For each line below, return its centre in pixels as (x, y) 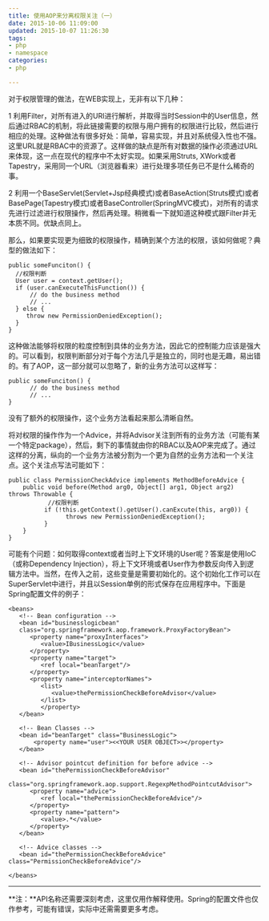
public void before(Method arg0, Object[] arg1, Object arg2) (128, 487)
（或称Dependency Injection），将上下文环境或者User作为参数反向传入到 (128, 564)
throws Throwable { (41, 494)
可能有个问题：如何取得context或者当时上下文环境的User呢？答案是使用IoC (132, 553)
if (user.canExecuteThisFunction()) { (80, 288)
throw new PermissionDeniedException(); (94, 316)
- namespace (28, 53)
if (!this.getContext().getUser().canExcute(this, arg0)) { (146, 510)
